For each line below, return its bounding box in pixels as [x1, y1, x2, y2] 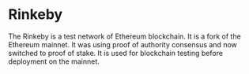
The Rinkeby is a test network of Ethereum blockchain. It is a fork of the [8, 31, 241, 41]
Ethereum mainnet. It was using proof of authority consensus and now [8, 39, 237, 49]
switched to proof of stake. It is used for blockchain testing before [8, 48, 224, 57]
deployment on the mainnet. [8, 57, 100, 66]
